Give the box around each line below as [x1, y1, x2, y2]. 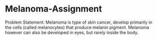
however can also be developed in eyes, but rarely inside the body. [5, 29, 139, 35]
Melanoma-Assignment [5, 3, 102, 14]
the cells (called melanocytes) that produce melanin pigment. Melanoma [5, 24, 149, 30]
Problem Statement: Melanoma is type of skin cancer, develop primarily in [5, 19, 153, 25]
